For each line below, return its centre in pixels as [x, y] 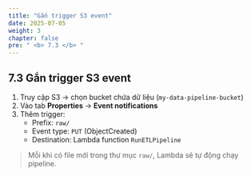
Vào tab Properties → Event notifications [89, 106]
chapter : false [34, 38]
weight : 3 [25, 30]
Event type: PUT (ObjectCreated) [84, 131]
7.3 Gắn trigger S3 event [70, 78]
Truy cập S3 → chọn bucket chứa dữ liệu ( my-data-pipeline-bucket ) [131, 97]
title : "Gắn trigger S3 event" [60, 16]
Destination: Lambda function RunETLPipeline [106, 139]
